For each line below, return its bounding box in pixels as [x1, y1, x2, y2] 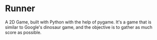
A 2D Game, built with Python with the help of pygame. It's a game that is [5, 19, 152, 25]
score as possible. [5, 29, 42, 35]
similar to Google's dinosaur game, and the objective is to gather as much [5, 24, 153, 30]
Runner [5, 3, 35, 14]
